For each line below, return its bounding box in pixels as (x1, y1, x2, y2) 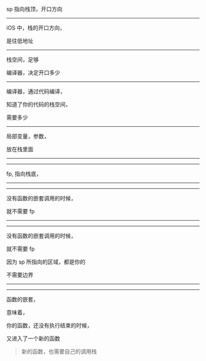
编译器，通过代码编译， (6, 88, 66, 95)
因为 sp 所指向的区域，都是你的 (6, 258, 86, 265)
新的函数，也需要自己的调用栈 (21, 348, 97, 355)
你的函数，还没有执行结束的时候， (6, 322, 93, 329)
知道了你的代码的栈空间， (6, 101, 71, 108)
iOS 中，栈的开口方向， (6, 24, 66, 31)
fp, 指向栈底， (6, 170, 42, 177)
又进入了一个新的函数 (6, 335, 60, 342)
